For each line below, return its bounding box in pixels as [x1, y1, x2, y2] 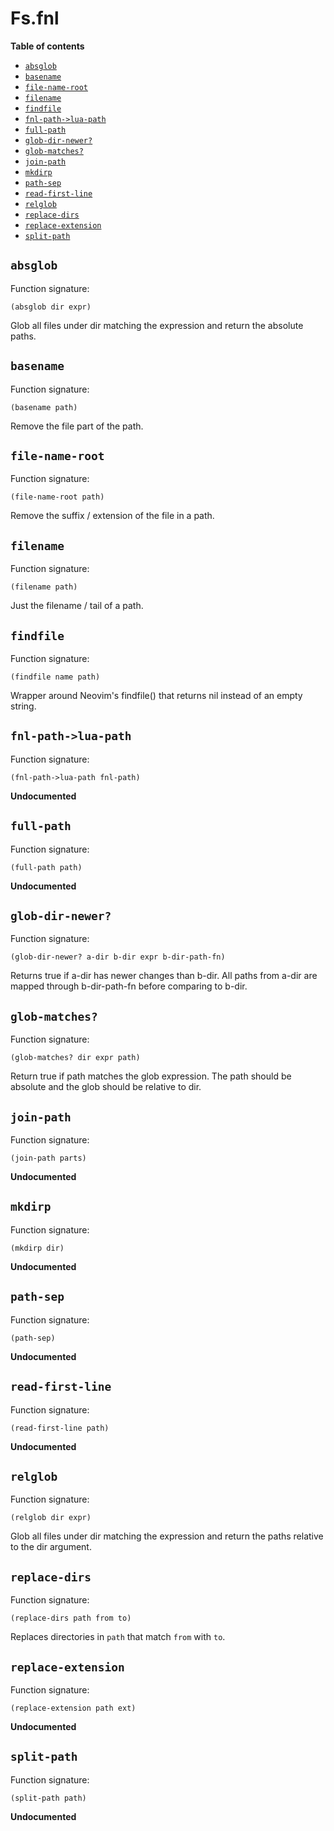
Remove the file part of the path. [10, 420, 144, 432]
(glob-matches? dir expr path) [10, 1053, 141, 1063]
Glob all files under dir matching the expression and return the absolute [10, 319, 304, 331]
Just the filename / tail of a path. [10, 600, 144, 612]
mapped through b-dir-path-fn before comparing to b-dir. [10, 980, 248, 992]
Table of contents [10, 40, 85, 52]
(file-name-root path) [10, 492, 105, 502]
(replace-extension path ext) [10, 1703, 137, 1713]
